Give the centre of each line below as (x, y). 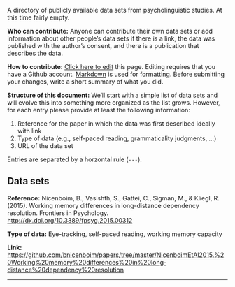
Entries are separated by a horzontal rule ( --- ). (74, 159)
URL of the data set (45, 146)
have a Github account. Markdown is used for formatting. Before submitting (116, 74)
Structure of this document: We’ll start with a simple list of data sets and (113, 95)
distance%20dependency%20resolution (66, 270)
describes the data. (35, 53)
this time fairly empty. (38, 17)
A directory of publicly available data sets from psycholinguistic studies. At (115, 10)
